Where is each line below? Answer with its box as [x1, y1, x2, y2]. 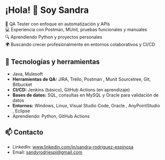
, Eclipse [12, 108, 30, 114]
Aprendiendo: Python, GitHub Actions [12, 113, 90, 119]
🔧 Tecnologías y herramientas [5, 58, 100, 66]
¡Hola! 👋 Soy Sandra [5, 4, 89, 16]
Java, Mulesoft [12, 71, 43, 77]
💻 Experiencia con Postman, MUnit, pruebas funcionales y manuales [5, 26, 147, 32]
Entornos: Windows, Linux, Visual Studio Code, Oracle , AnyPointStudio [12, 102, 161, 108]
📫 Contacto [5, 128, 43, 137]
